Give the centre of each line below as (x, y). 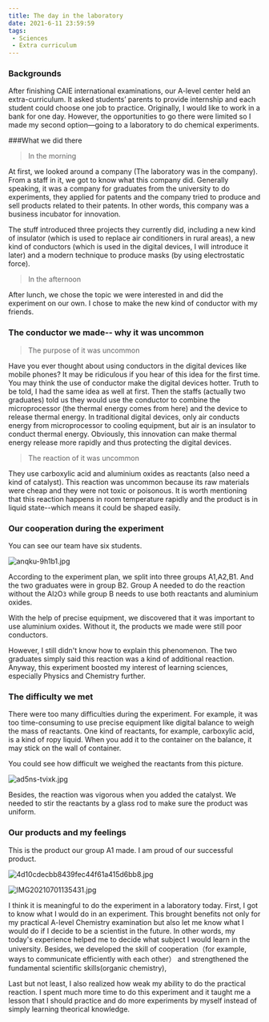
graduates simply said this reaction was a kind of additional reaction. (121, 659)
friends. (21, 312)
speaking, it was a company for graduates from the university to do (119, 188)
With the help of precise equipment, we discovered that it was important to (131, 618)
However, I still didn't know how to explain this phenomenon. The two (123, 651)
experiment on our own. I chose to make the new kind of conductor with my (133, 303)
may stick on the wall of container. (65, 748)
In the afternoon (54, 279)
